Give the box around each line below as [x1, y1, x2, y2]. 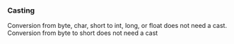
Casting [7, 6, 35, 15]
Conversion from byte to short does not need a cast [7, 29, 158, 37]
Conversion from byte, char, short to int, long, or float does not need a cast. [7, 22, 228, 30]
